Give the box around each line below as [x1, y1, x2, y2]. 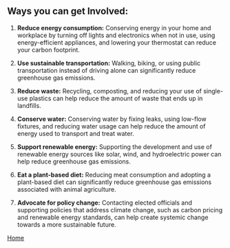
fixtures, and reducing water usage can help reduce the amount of [17, 122, 206, 130]
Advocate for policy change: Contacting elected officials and [17, 199, 193, 207]
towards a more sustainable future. [17, 220, 116, 229]
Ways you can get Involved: [7, 5, 129, 17]
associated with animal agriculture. [17, 185, 117, 193]
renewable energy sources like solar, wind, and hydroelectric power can [17, 150, 222, 158]
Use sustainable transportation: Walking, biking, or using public [17, 58, 201, 67]
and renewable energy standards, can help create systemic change [17, 213, 209, 221]
